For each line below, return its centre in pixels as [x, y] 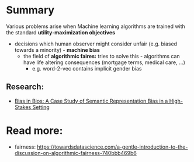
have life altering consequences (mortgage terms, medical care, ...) [104, 62]
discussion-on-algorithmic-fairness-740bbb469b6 [76, 153]
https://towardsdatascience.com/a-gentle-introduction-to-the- [112, 147]
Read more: [34, 130]
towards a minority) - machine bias [57, 50]
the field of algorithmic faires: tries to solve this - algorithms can [101, 56]
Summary [30, 10]
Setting [41, 107]
